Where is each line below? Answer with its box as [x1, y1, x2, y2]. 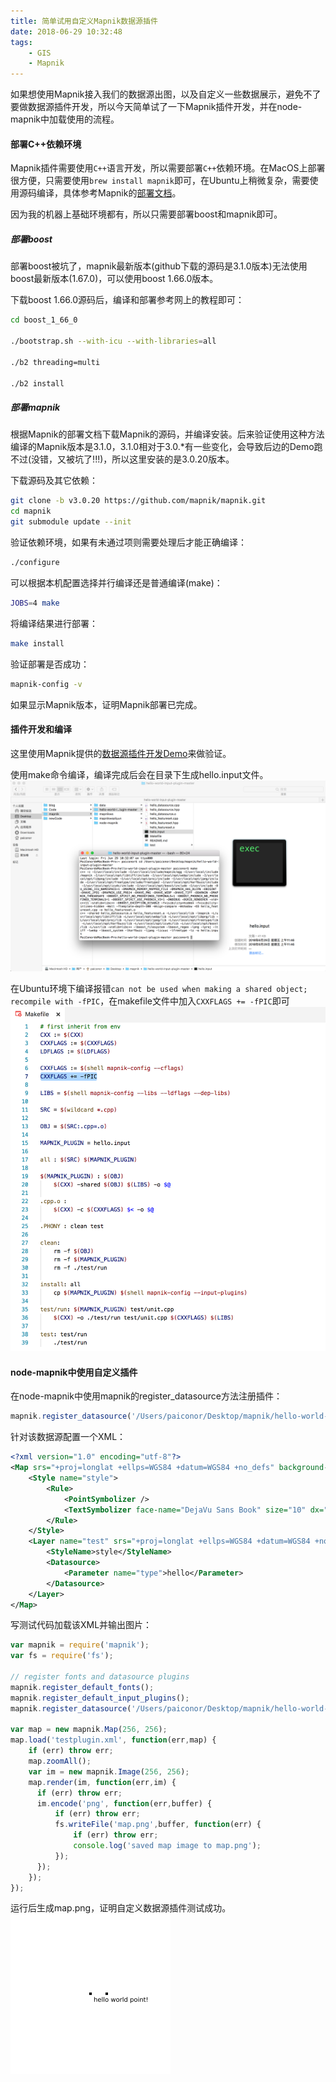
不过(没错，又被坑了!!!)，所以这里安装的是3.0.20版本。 [10, 453, 235, 465]
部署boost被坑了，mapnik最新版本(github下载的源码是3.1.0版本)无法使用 [10, 260, 308, 272]
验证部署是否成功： [10, 658, 90, 670]
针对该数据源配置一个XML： [10, 1431, 127, 1443]
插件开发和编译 [10, 723, 72, 735]
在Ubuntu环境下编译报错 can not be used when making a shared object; [10, 982, 308, 994]
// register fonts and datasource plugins [10, 1672, 190, 1682]
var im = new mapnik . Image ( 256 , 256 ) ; [28, 1766, 190, 1777]
